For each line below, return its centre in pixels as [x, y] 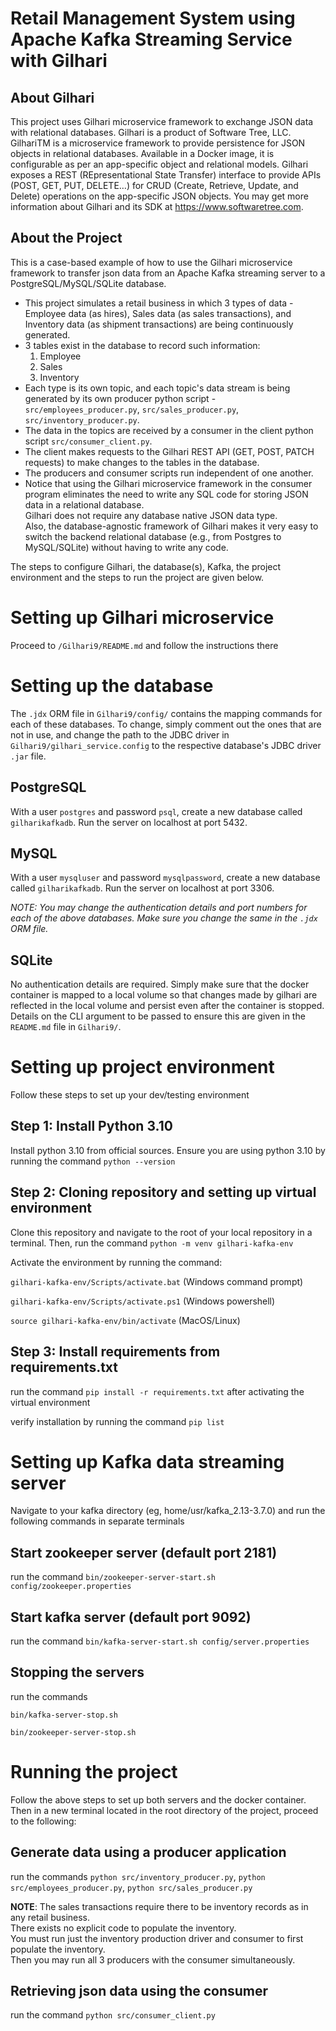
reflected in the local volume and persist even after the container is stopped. [167, 1006]
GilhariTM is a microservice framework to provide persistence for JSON [158, 143]
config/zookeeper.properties [71, 1587]
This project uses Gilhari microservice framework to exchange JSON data [162, 121]
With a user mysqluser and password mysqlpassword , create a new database [165, 878]
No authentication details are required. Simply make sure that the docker [160, 984]
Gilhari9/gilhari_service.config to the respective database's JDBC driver [166, 745]
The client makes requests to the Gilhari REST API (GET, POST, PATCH [169, 451]
